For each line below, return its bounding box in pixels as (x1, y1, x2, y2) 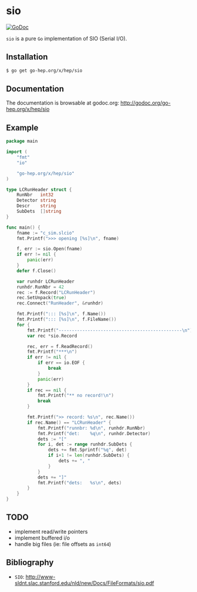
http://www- (25, 573, 56, 580)
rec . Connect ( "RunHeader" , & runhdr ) (16, 300, 104, 306)
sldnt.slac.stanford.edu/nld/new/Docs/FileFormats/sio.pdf (14, 579, 154, 586)
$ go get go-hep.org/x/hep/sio (6, 68, 83, 73)
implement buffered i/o (14, 534, 70, 541)
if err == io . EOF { (37, 360, 85, 366)
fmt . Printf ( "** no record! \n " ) (37, 393, 114, 399)
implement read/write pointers (14, 528, 88, 535)
